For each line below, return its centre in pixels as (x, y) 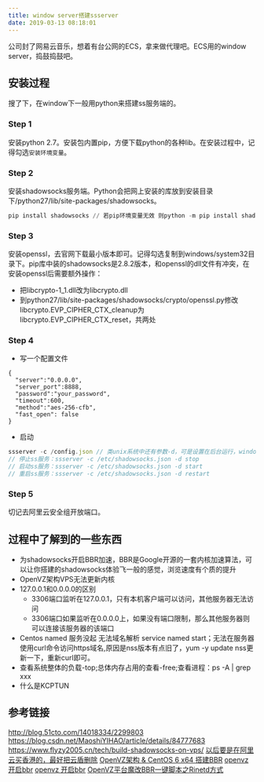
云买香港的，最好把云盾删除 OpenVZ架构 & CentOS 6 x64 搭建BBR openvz (128, 759)
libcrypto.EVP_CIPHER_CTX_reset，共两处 (88, 320)
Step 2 (21, 173)
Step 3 (21, 236)
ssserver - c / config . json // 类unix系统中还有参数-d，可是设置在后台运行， (124, 452)
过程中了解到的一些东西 (65, 539)
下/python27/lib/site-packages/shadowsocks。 (84, 200)
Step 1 (20, 124)
